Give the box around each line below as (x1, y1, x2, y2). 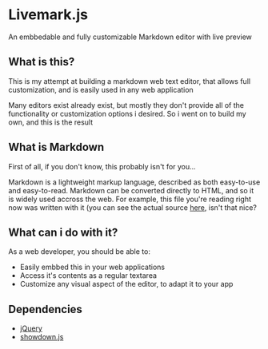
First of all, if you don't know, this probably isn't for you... (8, 161, 196, 171)
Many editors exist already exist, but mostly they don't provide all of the (8, 100, 244, 109)
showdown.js (19, 332, 64, 342)
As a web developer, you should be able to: (8, 247, 150, 256)
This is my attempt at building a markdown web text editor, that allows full (8, 76, 250, 85)
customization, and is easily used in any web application (8, 85, 194, 94)
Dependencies (8, 302, 82, 316)
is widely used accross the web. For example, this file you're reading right (8, 194, 252, 204)
